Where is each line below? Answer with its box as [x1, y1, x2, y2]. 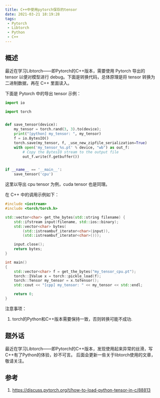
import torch [5, 109, 32, 114]
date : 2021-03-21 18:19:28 [5, 12, 60, 17]
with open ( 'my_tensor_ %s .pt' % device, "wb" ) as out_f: [14, 145, 130, 150]
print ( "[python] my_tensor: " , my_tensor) [14, 131, 101, 136]
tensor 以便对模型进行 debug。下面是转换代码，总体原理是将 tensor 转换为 [5, 74, 155, 80]
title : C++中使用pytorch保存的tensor [5, 7, 78, 12]
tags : [5, 16, 16, 21]
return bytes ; [14, 247, 42, 251]
